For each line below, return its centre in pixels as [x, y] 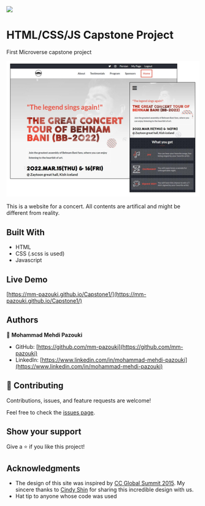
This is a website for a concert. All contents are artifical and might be [94, 206]
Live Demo [27, 279]
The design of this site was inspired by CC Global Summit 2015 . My [100, 483]
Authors [22, 320]
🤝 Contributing [35, 386]
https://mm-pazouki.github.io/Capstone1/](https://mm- [77, 294]
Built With [25, 232]
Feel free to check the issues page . [51, 412]
